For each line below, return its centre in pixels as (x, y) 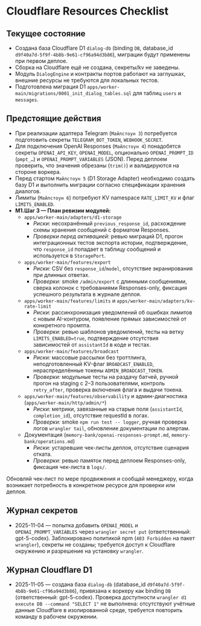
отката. (43, 454)
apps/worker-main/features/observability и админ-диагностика (106, 396)
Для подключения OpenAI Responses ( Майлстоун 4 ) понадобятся (98, 146)
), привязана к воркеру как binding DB (123, 591)
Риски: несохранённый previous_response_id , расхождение (109, 223)
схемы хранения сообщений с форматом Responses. (101, 230)
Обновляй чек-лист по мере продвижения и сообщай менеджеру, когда (100, 478)
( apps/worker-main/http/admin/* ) (65, 402)
